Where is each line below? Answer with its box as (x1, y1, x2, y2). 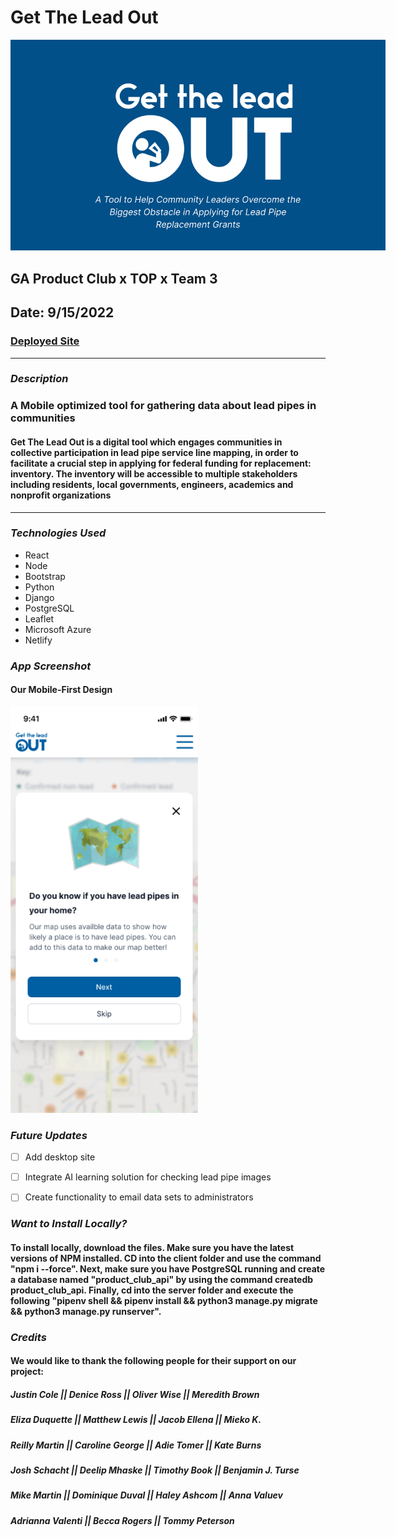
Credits (10, 1330, 47, 1344)
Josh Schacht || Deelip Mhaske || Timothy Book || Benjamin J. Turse (10, 1464, 300, 1476)
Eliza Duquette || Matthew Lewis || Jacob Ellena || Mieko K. (10, 1414, 262, 1426)
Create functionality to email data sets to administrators (24, 1191, 254, 1203)
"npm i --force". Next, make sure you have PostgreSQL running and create (10, 1262, 326, 1275)
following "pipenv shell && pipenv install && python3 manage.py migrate (10, 1294, 318, 1306)
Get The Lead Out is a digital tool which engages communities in (10, 436, 283, 448)
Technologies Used (10, 526, 107, 540)
